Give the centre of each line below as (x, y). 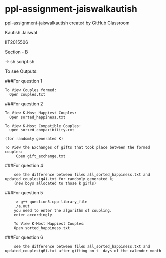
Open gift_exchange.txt (41, 156)
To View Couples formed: (31, 90)
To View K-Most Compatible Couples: (43, 126)
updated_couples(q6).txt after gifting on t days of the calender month (83, 251)
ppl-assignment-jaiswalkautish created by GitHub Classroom (67, 23)
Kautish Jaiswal (21, 32)
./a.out (22, 206)
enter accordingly (33, 215)
